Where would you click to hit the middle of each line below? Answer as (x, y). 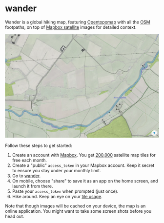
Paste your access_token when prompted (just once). (65, 191)
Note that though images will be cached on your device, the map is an (75, 206)
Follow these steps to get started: (39, 146)
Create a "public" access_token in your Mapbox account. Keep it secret (83, 165)
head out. (15, 216)
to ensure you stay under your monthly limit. (56, 171)
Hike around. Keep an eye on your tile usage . (57, 197)
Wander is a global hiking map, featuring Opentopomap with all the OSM (78, 22)
